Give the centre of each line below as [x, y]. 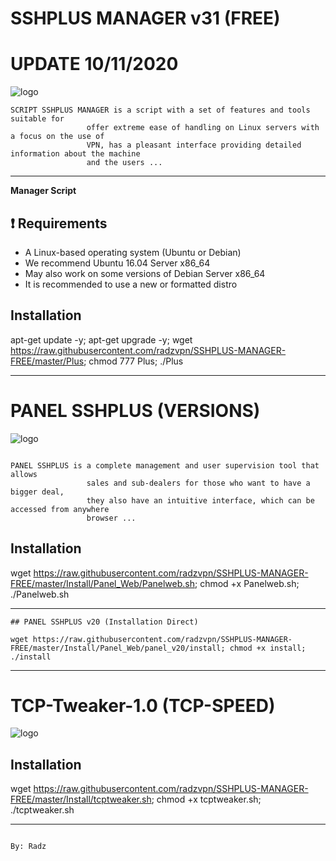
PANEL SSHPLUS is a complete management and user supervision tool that [165, 465]
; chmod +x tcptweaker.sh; [206, 799]
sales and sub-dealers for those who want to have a [198, 483]
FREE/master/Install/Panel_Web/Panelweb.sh [103, 583]
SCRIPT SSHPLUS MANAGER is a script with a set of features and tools [160, 110]
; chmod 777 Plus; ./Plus [133, 361]
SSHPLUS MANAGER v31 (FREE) [145, 18]
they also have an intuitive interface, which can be [200, 500]
